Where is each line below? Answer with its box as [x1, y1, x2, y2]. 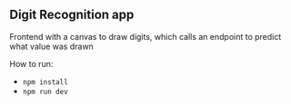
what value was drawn [9, 41, 94, 52]
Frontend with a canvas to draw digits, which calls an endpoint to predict [9, 31, 282, 42]
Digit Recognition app [9, 7, 135, 23]
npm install [22, 77, 68, 87]
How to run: [9, 58, 54, 69]
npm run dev [22, 87, 68, 96]
